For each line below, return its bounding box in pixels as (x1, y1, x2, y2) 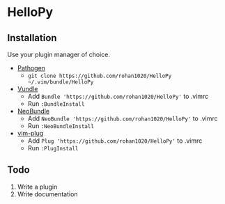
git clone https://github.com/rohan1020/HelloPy (27, 72, 172, 79)
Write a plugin (17, 182, 58, 191)
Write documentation (17, 189, 78, 198)
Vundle (17, 85, 38, 93)
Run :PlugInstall (27, 144, 79, 152)
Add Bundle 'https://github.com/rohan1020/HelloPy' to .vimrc (27, 92, 209, 100)
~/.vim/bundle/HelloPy (27, 79, 94, 86)
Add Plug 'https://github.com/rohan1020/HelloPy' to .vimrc (27, 136, 203, 145)
